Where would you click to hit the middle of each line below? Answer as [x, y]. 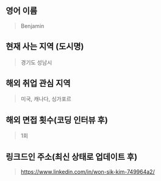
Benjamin [32, 26]
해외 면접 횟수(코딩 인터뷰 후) [57, 120]
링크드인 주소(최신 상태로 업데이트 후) [72, 157]
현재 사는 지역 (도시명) [45, 46]
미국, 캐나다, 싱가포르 [46, 99]
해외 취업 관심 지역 [38, 84]
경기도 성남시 [36, 62]
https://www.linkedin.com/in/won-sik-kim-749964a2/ [88, 172]
